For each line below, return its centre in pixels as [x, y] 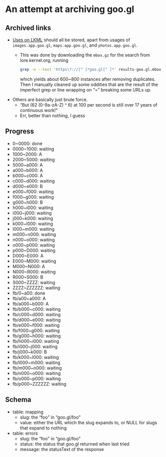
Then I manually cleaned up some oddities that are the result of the [89, 84]
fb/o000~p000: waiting [36, 379]
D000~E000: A [28, 255]
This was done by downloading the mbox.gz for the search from [85, 55]
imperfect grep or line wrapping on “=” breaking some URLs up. [85, 89]
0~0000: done [27, 143]
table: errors [25, 433]
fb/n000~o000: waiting [36, 373]
